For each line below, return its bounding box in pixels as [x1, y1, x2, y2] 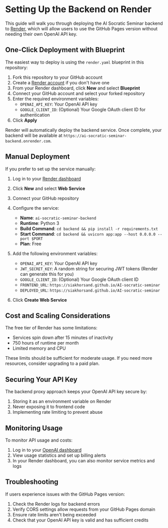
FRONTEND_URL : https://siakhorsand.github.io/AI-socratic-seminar [20, 281, 160, 287]
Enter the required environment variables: [12, 95, 99, 102]
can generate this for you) [20, 271, 74, 277]
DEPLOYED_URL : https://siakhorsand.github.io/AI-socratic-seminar [20, 287, 160, 293]
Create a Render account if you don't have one [12, 79, 110, 85]
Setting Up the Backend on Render [5, 4, 152, 15]
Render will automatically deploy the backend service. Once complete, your [5, 127, 162, 133]
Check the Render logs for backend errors [12, 501, 100, 507]
